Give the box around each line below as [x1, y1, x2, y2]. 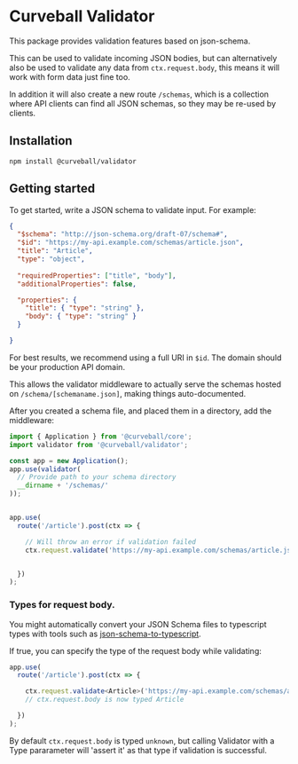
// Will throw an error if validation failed [25, 537, 197, 547]
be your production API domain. [9, 361, 126, 372]
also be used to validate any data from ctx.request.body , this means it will [9, 62, 280, 73]
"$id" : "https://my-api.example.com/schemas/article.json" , [17, 238, 244, 248]
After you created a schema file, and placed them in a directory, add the [9, 406, 272, 416]
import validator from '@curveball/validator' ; [9, 440, 189, 449]
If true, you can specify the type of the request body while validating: [9, 645, 262, 656]
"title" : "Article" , [17, 247, 93, 256]
